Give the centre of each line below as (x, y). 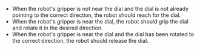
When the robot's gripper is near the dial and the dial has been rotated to (103, 34)
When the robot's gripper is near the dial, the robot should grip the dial (100, 21)
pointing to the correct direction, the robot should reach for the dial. (96, 15)
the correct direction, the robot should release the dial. (80, 41)
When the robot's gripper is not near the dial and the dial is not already (100, 9)
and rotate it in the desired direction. (57, 28)
